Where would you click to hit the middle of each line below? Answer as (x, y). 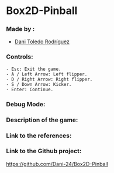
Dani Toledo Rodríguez (42, 41)
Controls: (20, 57)
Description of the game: (42, 120)
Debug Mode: (26, 104)
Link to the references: (39, 136)
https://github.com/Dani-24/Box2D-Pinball (57, 164)
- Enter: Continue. (30, 89)
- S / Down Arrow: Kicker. (39, 84)
